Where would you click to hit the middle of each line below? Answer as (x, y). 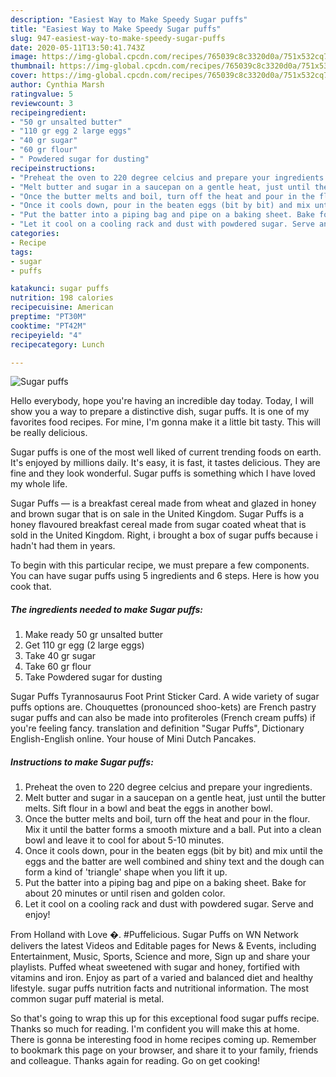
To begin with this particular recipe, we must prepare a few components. (160, 565)
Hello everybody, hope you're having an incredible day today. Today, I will (162, 401)
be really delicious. (49, 433)
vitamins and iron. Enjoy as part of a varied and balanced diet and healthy (162, 978)
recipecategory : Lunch (57, 344)
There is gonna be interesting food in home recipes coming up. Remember (163, 1040)
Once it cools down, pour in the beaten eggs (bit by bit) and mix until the (173, 851)
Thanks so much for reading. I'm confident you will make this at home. (155, 1029)
